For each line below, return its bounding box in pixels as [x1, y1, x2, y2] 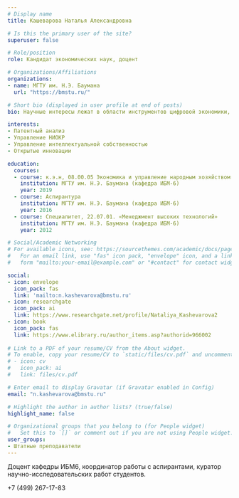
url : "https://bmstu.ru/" [14, 88, 91, 96]
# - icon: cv [7, 358, 46, 365]
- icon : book [7, 318, 46, 325]
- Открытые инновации [7, 147, 72, 154]
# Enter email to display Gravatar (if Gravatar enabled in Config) [7, 383, 215, 391]
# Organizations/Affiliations [7, 69, 97, 76]
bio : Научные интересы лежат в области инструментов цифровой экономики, [7, 108, 231, 115]
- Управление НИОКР [7, 134, 65, 142]
